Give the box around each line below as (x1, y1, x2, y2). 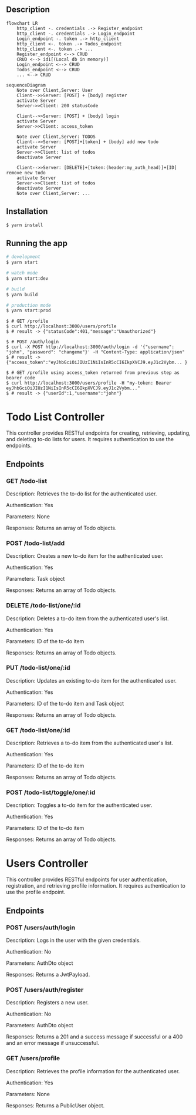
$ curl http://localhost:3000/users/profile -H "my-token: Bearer (6, 380, 172, 386)
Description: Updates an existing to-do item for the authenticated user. (6, 677, 177, 684)
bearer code (6, 375, 35, 381)
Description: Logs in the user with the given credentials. (6, 937, 141, 944)
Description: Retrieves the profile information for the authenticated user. (6, 1067, 180, 1074)
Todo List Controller (6, 410, 104, 423)
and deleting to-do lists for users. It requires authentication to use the (6, 436, 174, 443)
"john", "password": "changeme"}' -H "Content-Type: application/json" (6, 349, 185, 355)
